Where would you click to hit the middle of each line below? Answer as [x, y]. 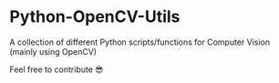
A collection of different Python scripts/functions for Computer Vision [140, 42]
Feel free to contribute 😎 [57, 69]
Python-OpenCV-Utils [95, 17]
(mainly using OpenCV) [53, 51]
